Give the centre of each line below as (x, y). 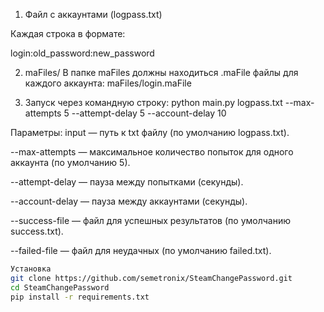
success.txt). (37, 231)
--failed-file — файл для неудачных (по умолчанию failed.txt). (141, 250)
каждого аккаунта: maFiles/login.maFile (108, 83)
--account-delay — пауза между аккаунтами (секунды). (129, 201)
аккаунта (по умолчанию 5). (70, 162)
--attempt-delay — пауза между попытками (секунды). (127, 182)
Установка (31, 269)
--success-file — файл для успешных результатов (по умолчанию (150, 220)
